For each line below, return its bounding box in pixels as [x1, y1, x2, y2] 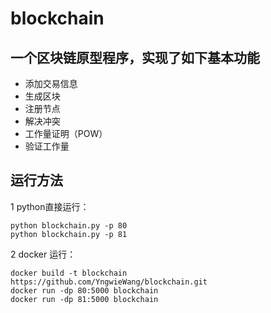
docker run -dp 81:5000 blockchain [10, 294, 159, 304]
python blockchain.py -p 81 [10, 229, 128, 239]
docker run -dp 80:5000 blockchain [10, 285, 159, 296]
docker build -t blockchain [10, 268, 128, 278]
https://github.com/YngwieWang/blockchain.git [10, 277, 208, 287]
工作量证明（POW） [24, 128, 108, 139]
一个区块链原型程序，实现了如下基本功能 [10, 49, 260, 66]
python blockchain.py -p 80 [10, 220, 128, 231]
